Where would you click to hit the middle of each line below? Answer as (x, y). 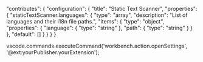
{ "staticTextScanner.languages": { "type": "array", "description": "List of (97, 15)
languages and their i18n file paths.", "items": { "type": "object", (85, 21)
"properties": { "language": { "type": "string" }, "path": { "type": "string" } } (100, 28)
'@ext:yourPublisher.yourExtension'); (53, 52)
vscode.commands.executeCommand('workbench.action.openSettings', (97, 46)
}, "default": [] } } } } (31, 34)
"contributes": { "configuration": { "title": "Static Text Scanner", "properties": (102, 9)
